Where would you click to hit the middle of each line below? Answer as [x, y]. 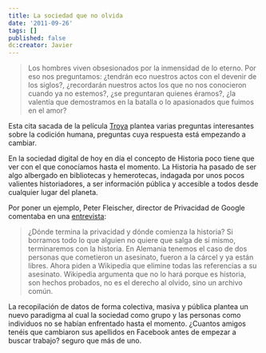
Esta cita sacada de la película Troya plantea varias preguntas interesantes [131, 126]
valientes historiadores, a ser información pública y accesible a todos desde [133, 184]
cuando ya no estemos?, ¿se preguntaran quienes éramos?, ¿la [132, 93]
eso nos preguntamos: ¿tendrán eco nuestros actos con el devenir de [142, 77]
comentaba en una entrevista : [57, 216]
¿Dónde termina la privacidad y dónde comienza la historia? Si [130, 232]
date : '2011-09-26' [41, 23]
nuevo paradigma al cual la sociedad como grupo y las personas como [125, 315]
